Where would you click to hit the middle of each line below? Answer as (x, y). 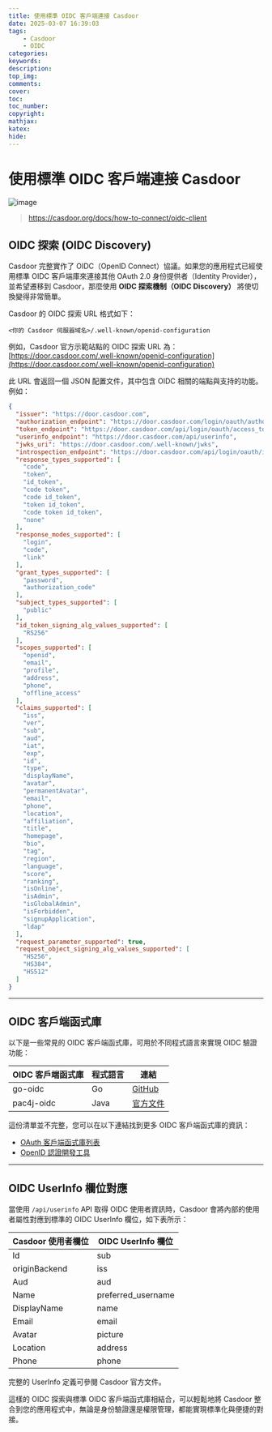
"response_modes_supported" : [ (68, 535)
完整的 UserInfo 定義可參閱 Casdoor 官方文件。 (87, 1382)
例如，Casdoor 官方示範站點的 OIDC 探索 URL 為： (93, 347)
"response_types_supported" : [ (68, 460)
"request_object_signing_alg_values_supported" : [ (103, 949)
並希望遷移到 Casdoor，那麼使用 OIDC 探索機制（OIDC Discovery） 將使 (130, 286)
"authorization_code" (59, 588)
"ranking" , (41, 881)
